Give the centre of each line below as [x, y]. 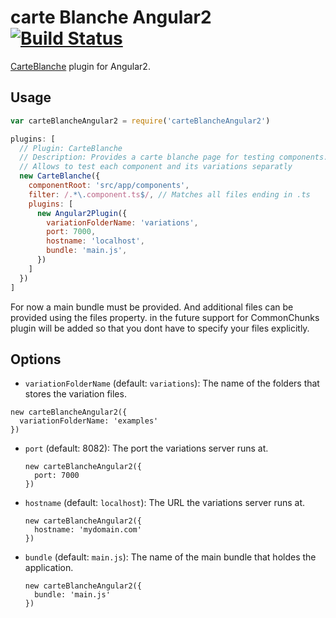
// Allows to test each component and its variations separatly [156, 167]
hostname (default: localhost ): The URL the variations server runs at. [165, 503]
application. [49, 568]
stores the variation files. [75, 394]
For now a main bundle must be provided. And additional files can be [152, 307]
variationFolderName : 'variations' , [122, 222]
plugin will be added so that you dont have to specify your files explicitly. [160, 328]
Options [36, 359]
